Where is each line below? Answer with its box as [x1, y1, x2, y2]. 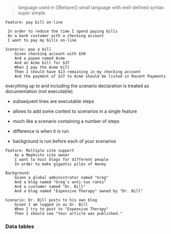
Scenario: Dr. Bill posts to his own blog [5, 197, 97, 203]
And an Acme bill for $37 [14, 60, 70, 65]
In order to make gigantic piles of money [14, 161, 106, 167]
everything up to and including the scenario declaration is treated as [5, 83, 149, 89]
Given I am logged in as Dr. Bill [14, 202, 88, 207]
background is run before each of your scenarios [12, 138, 116, 144]
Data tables [5, 223, 34, 230]
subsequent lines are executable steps [12, 98, 95, 104]
